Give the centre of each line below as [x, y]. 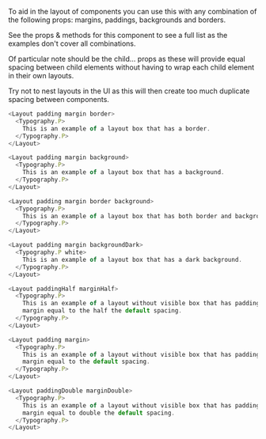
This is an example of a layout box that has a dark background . [133, 259]
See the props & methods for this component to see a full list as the [118, 35]
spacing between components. [59, 99]
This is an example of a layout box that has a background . [123, 172]
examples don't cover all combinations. [72, 44]
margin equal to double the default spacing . [99, 413]
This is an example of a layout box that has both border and [127, 216]
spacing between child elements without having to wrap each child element [131, 67]
